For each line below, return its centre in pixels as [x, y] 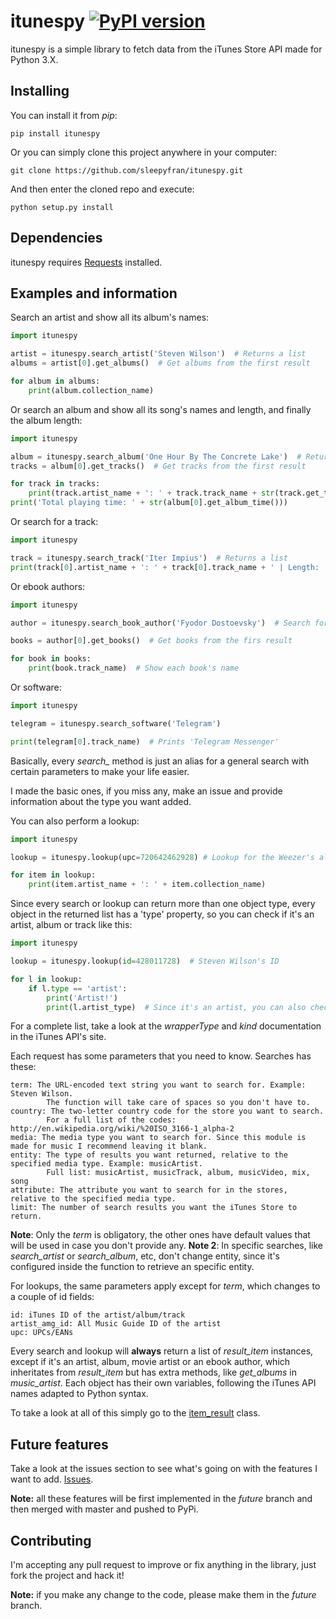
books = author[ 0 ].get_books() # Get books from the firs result [151, 641]
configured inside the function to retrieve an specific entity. [132, 1267]
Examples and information [94, 293]
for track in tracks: [55, 484]
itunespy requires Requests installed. [86, 262]
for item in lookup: [53, 875]
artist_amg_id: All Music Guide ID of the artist [116, 1324]
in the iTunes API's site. [58, 1037]
